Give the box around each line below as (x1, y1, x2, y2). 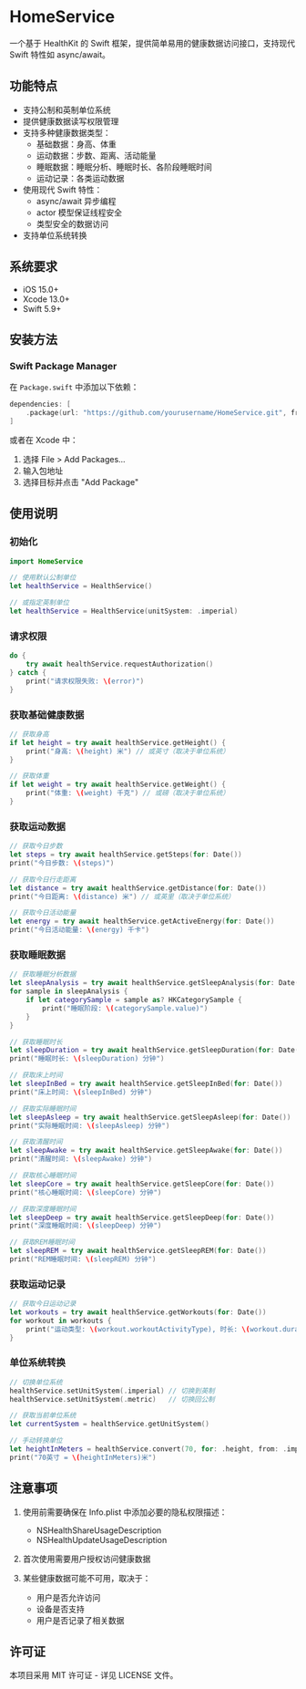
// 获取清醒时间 (9, 1137, 63, 1146)
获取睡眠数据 (9, 948, 66, 961)
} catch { (9, 668, 47, 677)
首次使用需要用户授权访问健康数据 (22, 1553, 151, 1564)
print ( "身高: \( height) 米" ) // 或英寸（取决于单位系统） (25, 746, 230, 756)
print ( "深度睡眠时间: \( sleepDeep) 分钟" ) (9, 1221, 162, 1230)
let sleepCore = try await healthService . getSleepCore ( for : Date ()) (9, 1179, 275, 1188)
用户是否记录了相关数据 (36, 1614, 125, 1625)
